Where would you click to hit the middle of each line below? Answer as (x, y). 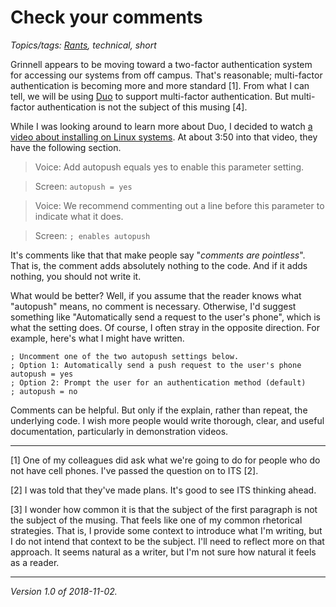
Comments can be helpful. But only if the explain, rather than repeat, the (159, 410)
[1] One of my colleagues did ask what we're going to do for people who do (165, 460)
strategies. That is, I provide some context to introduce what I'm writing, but (166, 530)
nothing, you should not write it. (76, 276)
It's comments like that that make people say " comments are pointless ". (158, 255)
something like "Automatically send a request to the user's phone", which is (165, 317)
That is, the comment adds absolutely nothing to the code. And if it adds (159, 265)
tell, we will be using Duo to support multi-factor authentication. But (149, 96)
